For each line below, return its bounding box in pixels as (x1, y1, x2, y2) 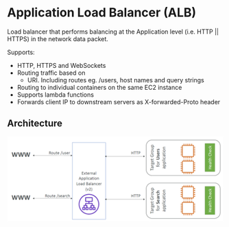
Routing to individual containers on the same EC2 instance (16, 83, 182, 91)
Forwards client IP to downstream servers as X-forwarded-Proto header (16, 97, 221, 106)
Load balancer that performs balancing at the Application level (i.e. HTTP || (7, 27, 219, 36)
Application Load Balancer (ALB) (7, 5, 197, 21)
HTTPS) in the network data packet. (7, 34, 108, 43)
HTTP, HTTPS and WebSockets (16, 61, 106, 69)
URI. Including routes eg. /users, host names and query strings (27, 75, 204, 84)
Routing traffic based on (16, 69, 86, 77)
